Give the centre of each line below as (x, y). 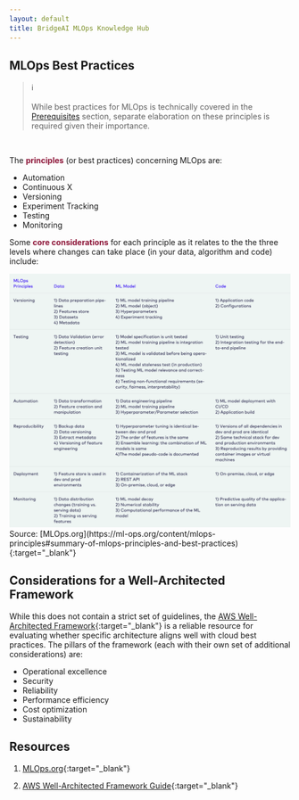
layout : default (39, 19)
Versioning (42, 197)
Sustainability (47, 719)
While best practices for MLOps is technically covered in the (141, 107)
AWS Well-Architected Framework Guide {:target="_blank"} (130, 786)
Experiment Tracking (60, 206)
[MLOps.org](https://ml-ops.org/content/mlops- (128, 534)
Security (37, 680)
